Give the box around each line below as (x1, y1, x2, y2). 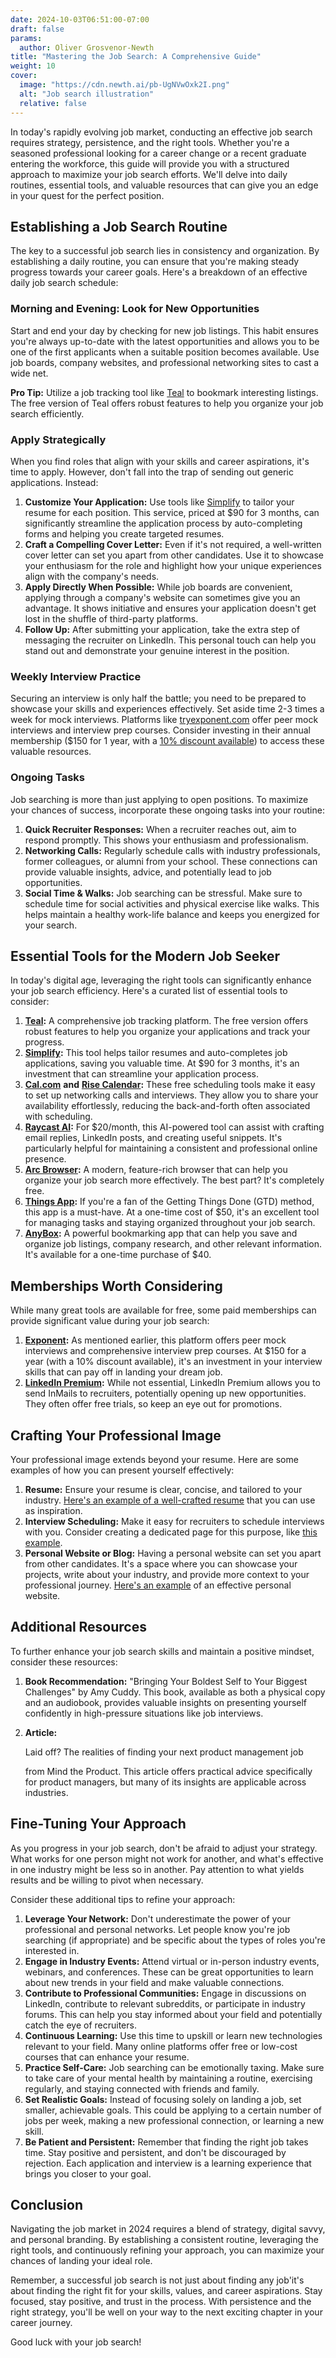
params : (10, 33, 43, 43)
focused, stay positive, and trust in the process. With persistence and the (10, 2296, 312, 2308)
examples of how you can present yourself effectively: (10, 1464, 235, 1476)
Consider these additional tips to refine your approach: (10, 1893, 236, 1905)
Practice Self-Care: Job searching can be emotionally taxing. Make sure (24, 2061, 325, 2073)
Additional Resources (10, 1619, 147, 1636)
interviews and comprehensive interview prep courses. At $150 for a (24, 1345, 307, 1357)
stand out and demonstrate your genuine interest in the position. (24, 644, 290, 656)
